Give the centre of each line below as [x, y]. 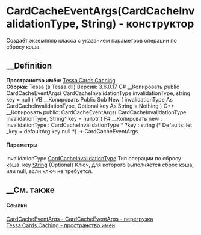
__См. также [31, 190]
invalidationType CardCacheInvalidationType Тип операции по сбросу [94, 158]
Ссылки [17, 205]
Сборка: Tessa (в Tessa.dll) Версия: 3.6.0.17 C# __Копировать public [93, 87]
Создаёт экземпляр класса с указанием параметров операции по [92, 40]
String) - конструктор [138, 24]
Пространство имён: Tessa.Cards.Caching [61, 80]
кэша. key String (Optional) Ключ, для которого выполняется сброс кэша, [100, 165]
